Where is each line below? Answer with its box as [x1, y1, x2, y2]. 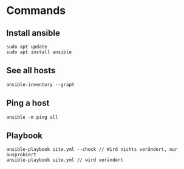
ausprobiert [6, 152, 36, 158]
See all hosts [6, 65, 56, 76]
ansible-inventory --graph [6, 81, 75, 88]
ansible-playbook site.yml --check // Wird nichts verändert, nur [6, 147, 178, 153]
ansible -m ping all [6, 114, 59, 120]
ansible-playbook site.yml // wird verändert [6, 157, 123, 164]
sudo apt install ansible [6, 49, 72, 55]
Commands [6, 4, 66, 18]
